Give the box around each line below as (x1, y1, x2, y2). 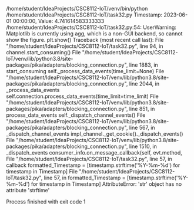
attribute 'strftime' (6, 187, 50, 193)
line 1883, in (129, 61, 159, 68)
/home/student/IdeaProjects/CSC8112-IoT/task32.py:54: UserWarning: (6, 24, 176, 31)
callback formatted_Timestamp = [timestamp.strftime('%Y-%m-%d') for (6, 162, 180, 169)
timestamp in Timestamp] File (6, 168, 78, 175)
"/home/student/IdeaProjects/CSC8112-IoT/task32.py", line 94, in (6, 42, 163, 50)
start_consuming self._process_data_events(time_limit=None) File (6, 68, 165, 74)
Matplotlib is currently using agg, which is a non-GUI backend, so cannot (6, 30, 183, 37)
